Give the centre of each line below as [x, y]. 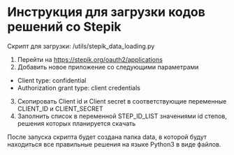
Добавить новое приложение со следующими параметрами [108, 67]
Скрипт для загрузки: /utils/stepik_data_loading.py [81, 46]
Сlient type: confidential [52, 80]
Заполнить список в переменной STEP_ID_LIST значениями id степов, [122, 116]
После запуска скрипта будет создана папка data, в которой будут [107, 137]
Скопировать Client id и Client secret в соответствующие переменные [122, 101]
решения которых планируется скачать [76, 123]
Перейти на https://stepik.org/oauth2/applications [90, 59]
